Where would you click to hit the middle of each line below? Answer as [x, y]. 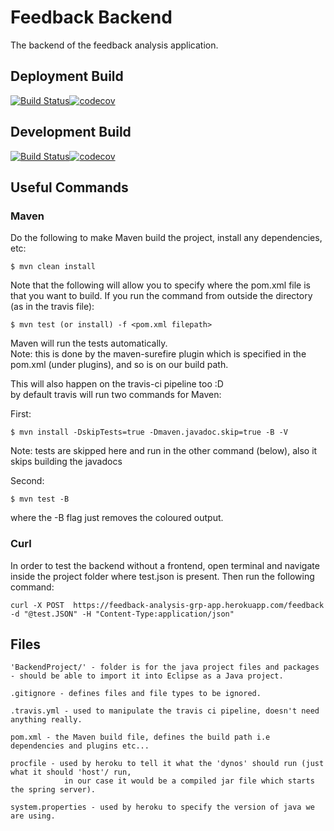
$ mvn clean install [53, 267]
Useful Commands [69, 187]
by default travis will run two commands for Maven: [116, 395]
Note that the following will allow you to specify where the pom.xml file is [160, 285]
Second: [27, 481]
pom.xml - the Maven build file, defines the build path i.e [140, 737]
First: [21, 414]
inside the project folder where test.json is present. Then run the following [162, 576]
